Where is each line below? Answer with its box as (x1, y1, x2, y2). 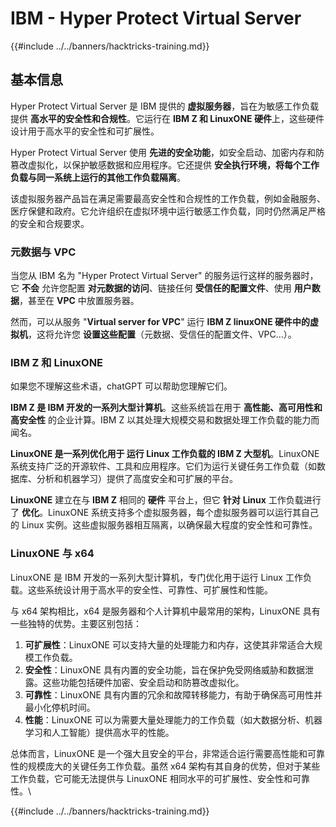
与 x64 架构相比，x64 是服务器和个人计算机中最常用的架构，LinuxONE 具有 (10, 605, 321, 617)
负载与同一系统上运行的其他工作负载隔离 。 (10, 171, 186, 183)
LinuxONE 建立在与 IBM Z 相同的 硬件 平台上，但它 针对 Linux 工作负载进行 (10, 494, 322, 506)
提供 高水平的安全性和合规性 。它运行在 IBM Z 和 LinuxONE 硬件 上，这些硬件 (10, 112, 325, 124)
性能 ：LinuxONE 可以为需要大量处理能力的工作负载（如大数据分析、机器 (24, 713, 323, 726)
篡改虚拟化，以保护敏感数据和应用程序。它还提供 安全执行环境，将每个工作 (10, 158, 320, 171)
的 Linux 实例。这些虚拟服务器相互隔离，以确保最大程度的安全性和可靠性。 (10, 519, 318, 531)
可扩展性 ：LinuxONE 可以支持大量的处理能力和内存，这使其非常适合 (24, 638, 305, 651)
